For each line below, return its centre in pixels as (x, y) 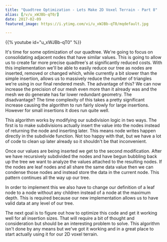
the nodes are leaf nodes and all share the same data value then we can (79, 167)
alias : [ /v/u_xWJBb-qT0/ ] (32, 14)
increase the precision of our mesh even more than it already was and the (81, 89)
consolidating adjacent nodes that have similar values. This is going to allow (83, 57)
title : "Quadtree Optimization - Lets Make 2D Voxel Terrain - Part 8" (81, 10)
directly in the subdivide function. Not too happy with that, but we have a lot (83, 136)
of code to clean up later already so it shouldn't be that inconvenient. (76, 141)
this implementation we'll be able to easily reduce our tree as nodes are (79, 68)
